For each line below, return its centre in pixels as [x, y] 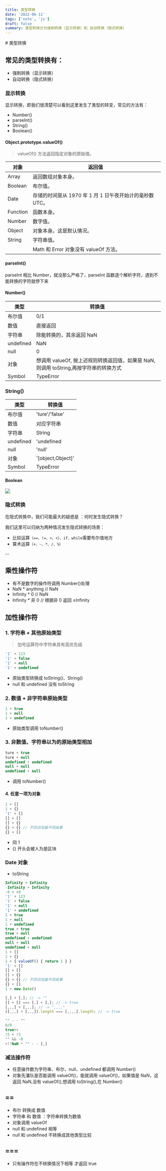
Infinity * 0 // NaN [30, 594]
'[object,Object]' [55, 458]
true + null [17, 934]
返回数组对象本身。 [55, 177]
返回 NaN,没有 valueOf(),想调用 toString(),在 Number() [67, 1081]
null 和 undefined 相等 [35, 1129]
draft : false [19, 24]
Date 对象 [17, 863]
